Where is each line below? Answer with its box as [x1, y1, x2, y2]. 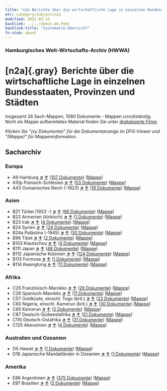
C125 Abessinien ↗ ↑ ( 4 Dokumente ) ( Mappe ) [12, 322, 107, 328]
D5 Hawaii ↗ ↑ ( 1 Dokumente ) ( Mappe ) [12, 346, 93, 352]
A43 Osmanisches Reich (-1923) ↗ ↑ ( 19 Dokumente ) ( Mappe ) [12, 185, 141, 191]
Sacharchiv [5, 148, 41, 157]
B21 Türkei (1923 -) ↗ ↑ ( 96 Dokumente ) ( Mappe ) [12, 208, 114, 214]
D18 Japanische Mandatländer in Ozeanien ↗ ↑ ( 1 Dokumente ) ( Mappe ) [12, 351, 160, 357]
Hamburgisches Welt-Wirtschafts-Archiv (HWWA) [5, 47, 130, 54]
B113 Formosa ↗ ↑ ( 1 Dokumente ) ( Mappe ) [12, 256, 100, 262]
